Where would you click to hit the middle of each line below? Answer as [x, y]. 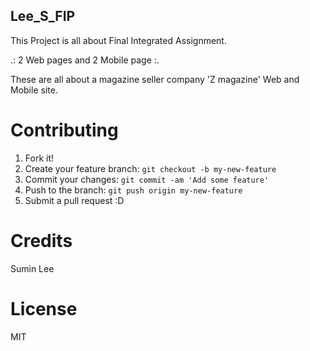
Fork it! [39, 158]
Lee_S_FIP [43, 16]
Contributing [64, 130]
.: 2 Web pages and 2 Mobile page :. [85, 60]
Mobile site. [34, 90]
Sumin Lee [32, 268]
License [44, 308]
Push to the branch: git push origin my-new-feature [133, 190]
